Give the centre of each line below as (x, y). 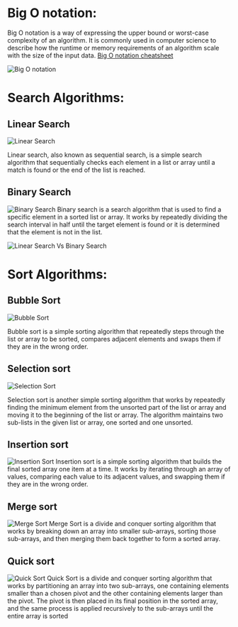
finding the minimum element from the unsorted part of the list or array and (117, 407)
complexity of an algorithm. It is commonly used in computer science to (112, 40)
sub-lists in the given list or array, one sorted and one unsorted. (100, 422)
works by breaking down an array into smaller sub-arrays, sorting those (112, 531)
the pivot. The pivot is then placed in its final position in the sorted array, (113, 601)
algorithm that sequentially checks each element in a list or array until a (111, 162)
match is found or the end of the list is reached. (76, 170)
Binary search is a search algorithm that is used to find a (139, 209)
